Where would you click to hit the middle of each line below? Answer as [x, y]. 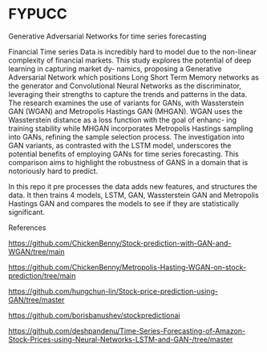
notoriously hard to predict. [53, 171]
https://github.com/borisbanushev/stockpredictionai [94, 315]
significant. [27, 212]
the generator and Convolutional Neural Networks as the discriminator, [125, 86]
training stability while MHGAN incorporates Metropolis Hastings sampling [131, 128]
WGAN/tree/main [36, 251]
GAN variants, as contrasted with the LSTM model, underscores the [120, 145]
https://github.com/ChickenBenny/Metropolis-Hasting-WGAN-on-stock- [127, 267]
